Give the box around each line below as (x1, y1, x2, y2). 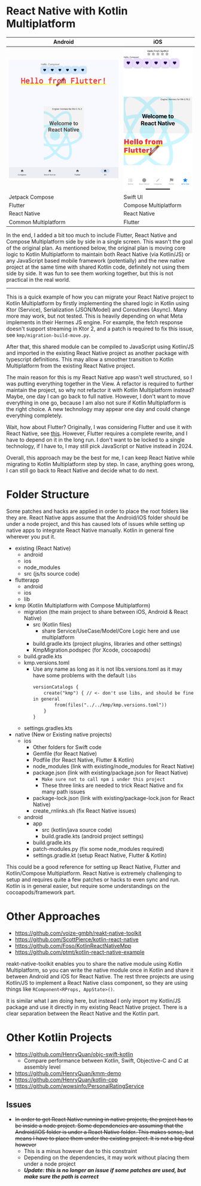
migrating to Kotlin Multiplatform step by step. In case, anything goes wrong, (6, 461, 195, 468)
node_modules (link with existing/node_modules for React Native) (32, 763, 195, 770)
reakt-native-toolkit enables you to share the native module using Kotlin (6, 960, 182, 968)
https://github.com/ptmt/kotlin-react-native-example (14, 948, 145, 956)
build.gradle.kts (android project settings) (41, 833, 144, 840)
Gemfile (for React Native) (32, 750, 98, 758)
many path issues (41, 788, 86, 795)
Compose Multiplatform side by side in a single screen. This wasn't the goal (6, 238, 193, 245)
